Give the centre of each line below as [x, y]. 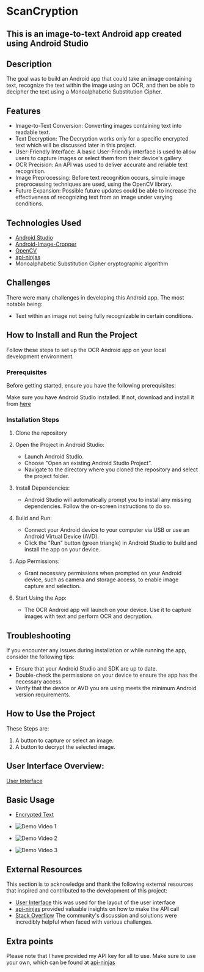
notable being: [24, 304]
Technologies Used [44, 223]
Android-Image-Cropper [46, 244]
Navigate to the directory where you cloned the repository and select [111, 469]
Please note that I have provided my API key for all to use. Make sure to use [101, 956]
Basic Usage [31, 800]
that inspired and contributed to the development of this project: [87, 891]
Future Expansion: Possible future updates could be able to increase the [106, 191]
